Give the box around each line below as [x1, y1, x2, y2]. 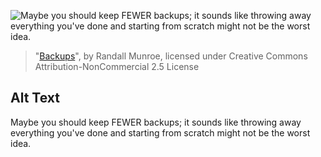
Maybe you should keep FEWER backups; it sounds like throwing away [10, 116, 302, 128]
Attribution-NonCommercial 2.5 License [34, 61, 200, 72]
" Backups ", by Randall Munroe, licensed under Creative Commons [34, 50, 308, 62]
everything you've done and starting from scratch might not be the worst [10, 126, 311, 139]
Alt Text [10, 90, 60, 107]
